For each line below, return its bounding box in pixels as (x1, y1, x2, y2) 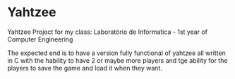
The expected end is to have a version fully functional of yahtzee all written (7, 49, 226, 57)
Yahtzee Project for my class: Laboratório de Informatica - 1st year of (7, 28, 208, 36)
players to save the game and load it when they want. (7, 63, 162, 72)
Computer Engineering (7, 35, 73, 43)
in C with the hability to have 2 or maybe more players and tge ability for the (7, 56, 228, 64)
